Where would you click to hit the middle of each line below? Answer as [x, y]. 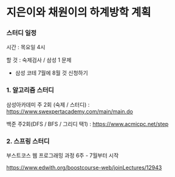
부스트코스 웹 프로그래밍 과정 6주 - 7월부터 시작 [63, 156]
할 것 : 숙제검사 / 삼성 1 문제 [39, 60]
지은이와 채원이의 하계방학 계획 [79, 12]
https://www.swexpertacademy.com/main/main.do [70, 111]
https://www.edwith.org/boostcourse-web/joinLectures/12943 [84, 168]
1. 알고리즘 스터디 [30, 90]
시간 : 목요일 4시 [26, 47]
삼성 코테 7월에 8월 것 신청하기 [51, 73]
